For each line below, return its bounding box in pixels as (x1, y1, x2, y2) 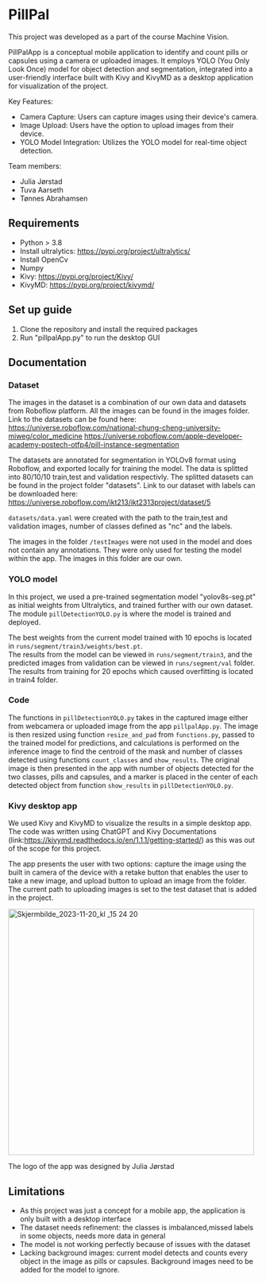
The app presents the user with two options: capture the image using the (8, 859, 247, 869)
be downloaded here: (8, 489, 78, 499)
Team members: (8, 161, 62, 170)
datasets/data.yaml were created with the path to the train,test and (8, 513, 228, 523)
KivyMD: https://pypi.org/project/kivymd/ (19, 280, 155, 290)
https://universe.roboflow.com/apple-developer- (84, 431, 243, 441)
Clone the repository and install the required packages (19, 324, 199, 333)
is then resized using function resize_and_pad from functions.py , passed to (8, 730, 256, 739)
